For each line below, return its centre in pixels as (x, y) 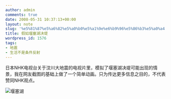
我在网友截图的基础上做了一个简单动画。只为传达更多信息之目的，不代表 (90, 74)
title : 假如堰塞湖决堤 (27, 34)
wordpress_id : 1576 (26, 39)
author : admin (20, 10)
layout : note (19, 24)
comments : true (21, 15)
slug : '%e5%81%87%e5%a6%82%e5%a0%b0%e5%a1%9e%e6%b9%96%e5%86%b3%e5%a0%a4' (86, 29)
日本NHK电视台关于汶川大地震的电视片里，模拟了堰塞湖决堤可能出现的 (79, 68)
